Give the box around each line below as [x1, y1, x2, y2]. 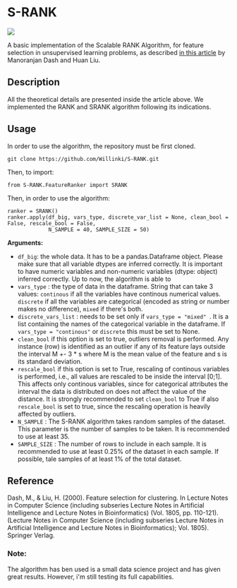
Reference [7, 474, 54, 487]
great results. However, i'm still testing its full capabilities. [7, 572, 174, 581]
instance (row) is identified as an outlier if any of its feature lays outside [17, 342, 226, 350]
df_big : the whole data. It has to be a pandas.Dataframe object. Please [17, 252, 224, 260]
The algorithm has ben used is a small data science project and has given [7, 565, 221, 573]
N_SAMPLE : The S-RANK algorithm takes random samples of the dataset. [17, 417, 226, 426]
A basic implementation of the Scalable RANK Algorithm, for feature [7, 40, 205, 49]
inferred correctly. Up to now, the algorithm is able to [17, 275, 171, 283]
